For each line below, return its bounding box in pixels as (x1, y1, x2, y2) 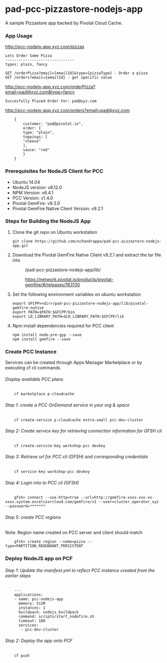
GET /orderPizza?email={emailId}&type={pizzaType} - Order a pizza (5, 71, 148, 76)
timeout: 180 (18, 618, 46, 624)
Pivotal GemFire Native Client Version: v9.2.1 (12, 205, 103, 211)
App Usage (5, 32, 33, 39)
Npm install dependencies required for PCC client (12, 322, 114, 329)
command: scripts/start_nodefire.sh (18, 614, 94, 619)
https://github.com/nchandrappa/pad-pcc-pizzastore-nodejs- (34, 239, 162, 244)
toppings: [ (23, 134, 48, 140)
